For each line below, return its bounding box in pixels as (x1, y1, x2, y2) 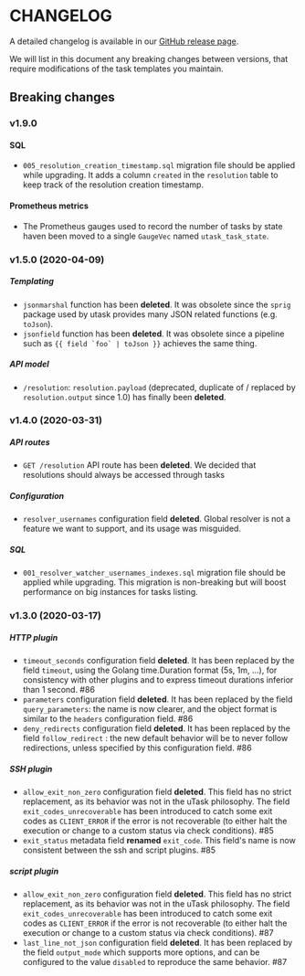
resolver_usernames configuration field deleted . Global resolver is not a (22, 514, 290, 525)
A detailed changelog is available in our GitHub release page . (9, 36, 239, 47)
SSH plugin (9, 763, 53, 774)
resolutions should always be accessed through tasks (22, 470, 226, 481)
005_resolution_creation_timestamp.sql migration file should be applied (22, 160, 296, 171)
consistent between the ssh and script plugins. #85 (22, 844, 216, 855)
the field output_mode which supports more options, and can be (22, 947, 260, 958)
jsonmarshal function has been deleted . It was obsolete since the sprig (22, 299, 291, 310)
